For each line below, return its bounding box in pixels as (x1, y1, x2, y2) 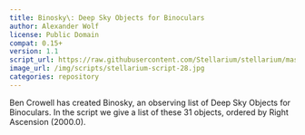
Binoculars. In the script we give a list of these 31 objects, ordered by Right (9, 106, 289, 118)
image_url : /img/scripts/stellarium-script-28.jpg (9, 64, 205, 73)
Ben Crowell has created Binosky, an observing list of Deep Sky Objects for (9, 97, 291, 108)
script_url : (9, 55, 54, 64)
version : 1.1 (9, 47, 59, 56)
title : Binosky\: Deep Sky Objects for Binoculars (9, 13, 205, 23)
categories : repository (9, 72, 100, 82)
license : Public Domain (9, 30, 100, 39)
